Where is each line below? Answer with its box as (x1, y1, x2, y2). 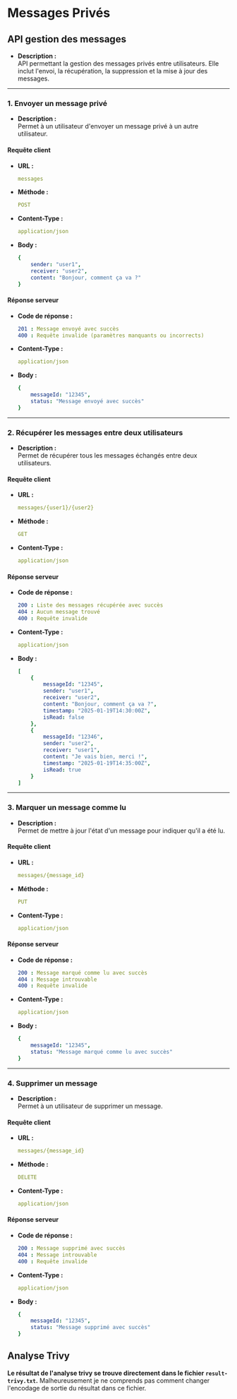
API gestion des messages (7, 33, 127, 45)
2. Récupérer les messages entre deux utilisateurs (7, 427, 183, 437)
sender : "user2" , (43, 740, 94, 747)
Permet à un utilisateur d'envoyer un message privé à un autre (17, 122, 199, 131)
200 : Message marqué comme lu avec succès (17, 969, 148, 976)
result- (205, 1370, 228, 1377)
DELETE (17, 1174, 37, 1181)
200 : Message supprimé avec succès (17, 1245, 126, 1252)
